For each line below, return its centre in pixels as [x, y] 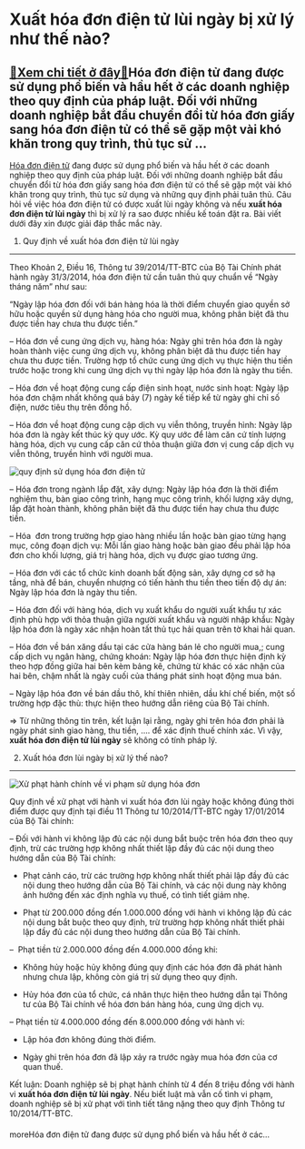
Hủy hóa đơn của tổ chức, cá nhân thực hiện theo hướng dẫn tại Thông [155, 994]
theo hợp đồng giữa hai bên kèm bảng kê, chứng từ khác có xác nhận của [147, 666]
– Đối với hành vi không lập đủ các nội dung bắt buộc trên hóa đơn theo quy [151, 839]
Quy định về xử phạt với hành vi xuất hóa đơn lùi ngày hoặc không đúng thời [152, 802]
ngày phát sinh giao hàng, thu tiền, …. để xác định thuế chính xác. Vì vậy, [146, 730]
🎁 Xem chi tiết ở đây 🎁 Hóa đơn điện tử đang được [147, 72]
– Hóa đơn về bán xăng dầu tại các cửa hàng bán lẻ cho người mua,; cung [147, 647]
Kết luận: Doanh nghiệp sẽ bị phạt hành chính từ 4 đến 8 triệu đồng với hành [152, 1084]
